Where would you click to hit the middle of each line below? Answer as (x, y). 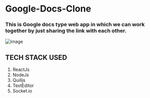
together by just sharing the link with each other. (66, 31)
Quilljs (19, 80)
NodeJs (21, 75)
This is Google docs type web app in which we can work (75, 25)
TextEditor (23, 85)
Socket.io (22, 91)
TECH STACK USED (36, 58)
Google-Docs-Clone (48, 9)
